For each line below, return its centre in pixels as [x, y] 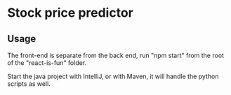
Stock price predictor [70, 13]
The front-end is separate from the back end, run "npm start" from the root [116, 55]
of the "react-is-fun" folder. [47, 63]
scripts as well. [29, 84]
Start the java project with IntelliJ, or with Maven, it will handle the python [113, 76]
